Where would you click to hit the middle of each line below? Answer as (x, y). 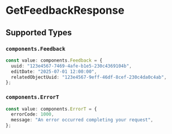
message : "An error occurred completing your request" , (82, 120)
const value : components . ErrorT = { (51, 109)
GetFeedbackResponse (65, 10)
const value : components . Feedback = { (54, 60)
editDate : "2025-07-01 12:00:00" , (54, 71)
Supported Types (39, 33)
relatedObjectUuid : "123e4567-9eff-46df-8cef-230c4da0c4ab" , (89, 77)
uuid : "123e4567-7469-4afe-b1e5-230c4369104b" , (72, 66)
